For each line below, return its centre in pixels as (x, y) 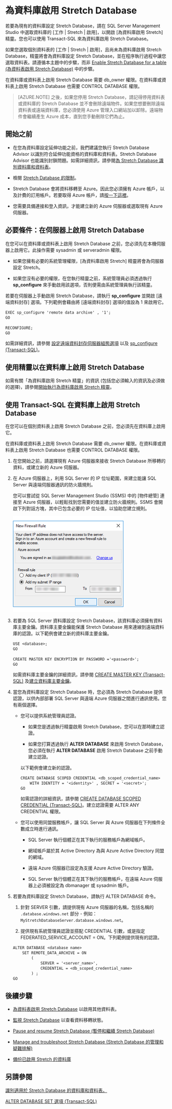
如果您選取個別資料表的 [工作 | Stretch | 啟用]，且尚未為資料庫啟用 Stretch (84, 49)
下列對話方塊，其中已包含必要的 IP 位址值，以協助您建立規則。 (83, 508)
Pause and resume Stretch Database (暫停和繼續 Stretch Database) (84, 1031)
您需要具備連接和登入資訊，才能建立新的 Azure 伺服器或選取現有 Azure (88, 206)
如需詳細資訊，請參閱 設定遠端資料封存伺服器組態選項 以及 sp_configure (81, 343)
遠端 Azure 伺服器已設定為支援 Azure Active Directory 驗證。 (92, 868)
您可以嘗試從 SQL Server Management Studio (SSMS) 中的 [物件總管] (86, 496)
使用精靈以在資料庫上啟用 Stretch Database (75, 367)
